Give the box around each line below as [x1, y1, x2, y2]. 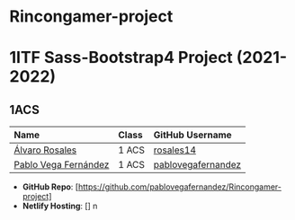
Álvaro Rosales [13, 144, 77, 156]
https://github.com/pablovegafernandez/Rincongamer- [77, 181, 282, 192]
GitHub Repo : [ [22, 181, 79, 192]
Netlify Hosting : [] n [22, 200, 98, 212]
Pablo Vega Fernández [13, 159, 110, 172]
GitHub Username [153, 128, 232, 141]
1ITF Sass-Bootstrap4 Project [9, 48, 234, 68]
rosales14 [153, 144, 196, 156]
